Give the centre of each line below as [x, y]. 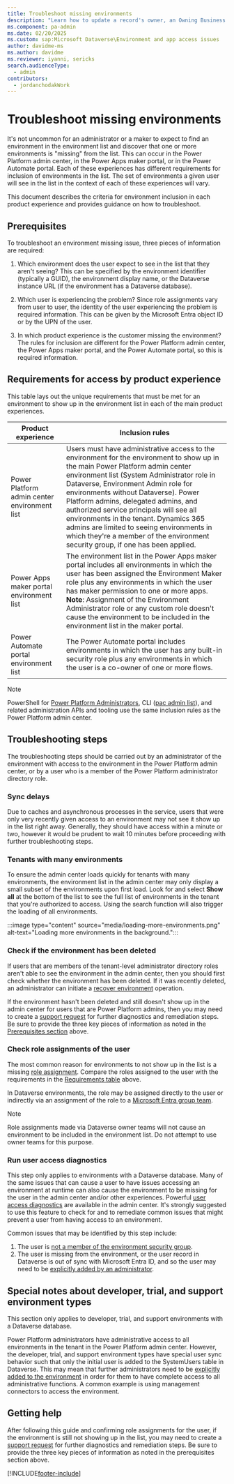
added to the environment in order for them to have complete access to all [114, 1376]
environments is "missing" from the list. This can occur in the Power [104, 153]
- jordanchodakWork [42, 85]
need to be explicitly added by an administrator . [86, 1269]
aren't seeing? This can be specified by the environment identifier [112, 271]
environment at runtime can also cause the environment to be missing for [112, 1190]
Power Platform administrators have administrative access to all [98, 1339]
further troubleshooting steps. [50, 841]
